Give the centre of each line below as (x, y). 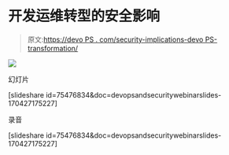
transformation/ (53, 48)
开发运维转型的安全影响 (84, 16)
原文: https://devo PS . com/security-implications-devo (115, 39)
